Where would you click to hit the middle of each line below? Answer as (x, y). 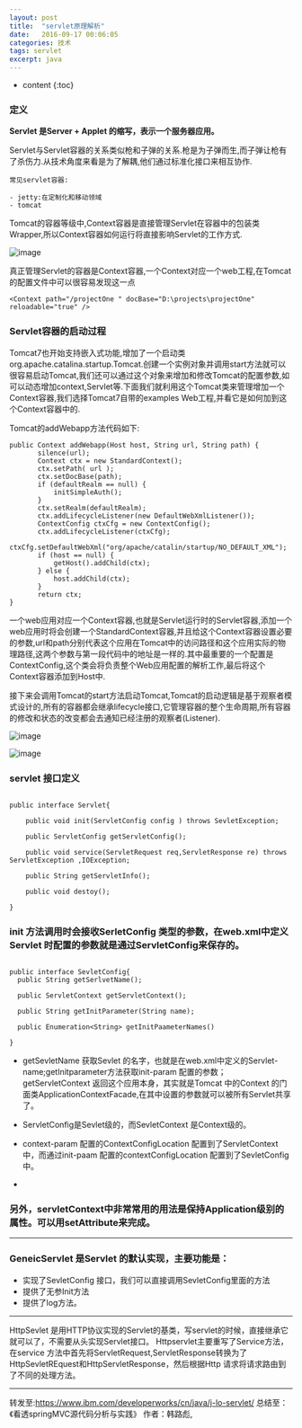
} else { (53, 571)
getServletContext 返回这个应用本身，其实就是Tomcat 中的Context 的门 (155, 1083)
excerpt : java (36, 59)
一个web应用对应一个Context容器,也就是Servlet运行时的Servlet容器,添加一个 (151, 620)
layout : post (34, 18)
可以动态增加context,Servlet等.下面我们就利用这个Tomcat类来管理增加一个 (147, 386)
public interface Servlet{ (60, 805)
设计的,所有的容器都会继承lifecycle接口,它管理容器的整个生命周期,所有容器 (154, 706)
